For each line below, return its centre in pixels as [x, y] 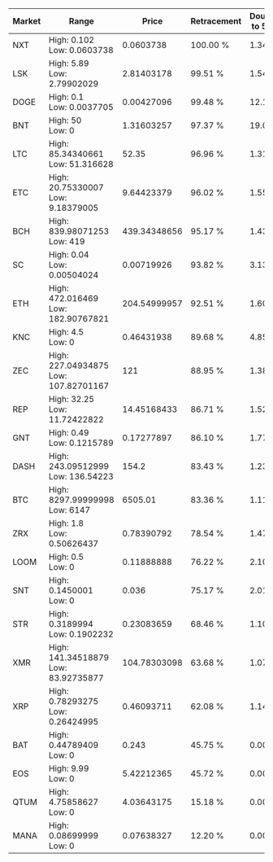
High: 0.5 [66, 557]
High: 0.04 [69, 254]
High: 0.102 [71, 40]
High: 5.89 [69, 63]
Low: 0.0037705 [81, 107]
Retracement [216, 21]
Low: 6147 [69, 510]
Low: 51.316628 [81, 164]
